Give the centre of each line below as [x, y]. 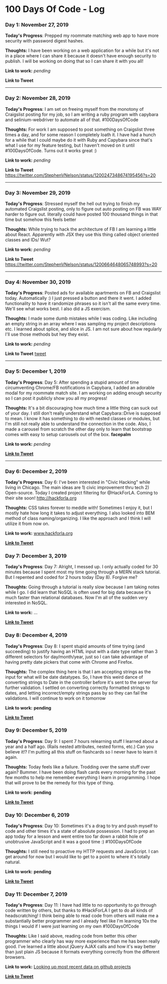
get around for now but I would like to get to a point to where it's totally [78, 857]
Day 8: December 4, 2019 [36, 635]
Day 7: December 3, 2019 [36, 556]
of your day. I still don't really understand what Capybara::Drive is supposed [83, 413]
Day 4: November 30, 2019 [38, 282]
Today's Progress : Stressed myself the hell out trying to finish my [73, 204]
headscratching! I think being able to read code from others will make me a [82, 916]
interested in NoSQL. [27, 603]
